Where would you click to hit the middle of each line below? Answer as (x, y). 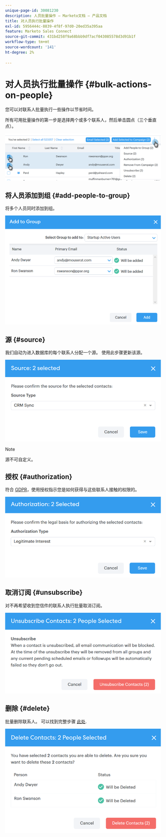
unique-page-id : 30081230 (32, 10)
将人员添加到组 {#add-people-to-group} (68, 195)
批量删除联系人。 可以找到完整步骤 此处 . (46, 721)
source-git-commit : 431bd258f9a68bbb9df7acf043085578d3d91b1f (70, 37)
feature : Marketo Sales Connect (38, 32)
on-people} (29, 95)
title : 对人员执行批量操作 (30, 21)
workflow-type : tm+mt (27, 42)
